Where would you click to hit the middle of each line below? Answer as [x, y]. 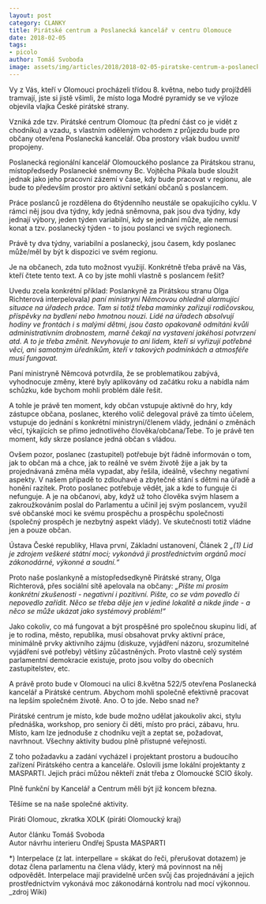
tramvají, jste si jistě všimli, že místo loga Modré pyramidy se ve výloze [124, 98]
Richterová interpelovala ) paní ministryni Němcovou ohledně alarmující [124, 299]
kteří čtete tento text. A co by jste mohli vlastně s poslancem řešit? [117, 275]
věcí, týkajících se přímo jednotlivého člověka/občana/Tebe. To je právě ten [132, 430]
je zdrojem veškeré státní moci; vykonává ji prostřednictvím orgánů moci [127, 554]
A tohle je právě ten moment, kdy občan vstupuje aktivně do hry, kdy [121, 405]
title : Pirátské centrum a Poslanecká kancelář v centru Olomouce [120, 30]
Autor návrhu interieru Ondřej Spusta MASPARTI [87, 842]
